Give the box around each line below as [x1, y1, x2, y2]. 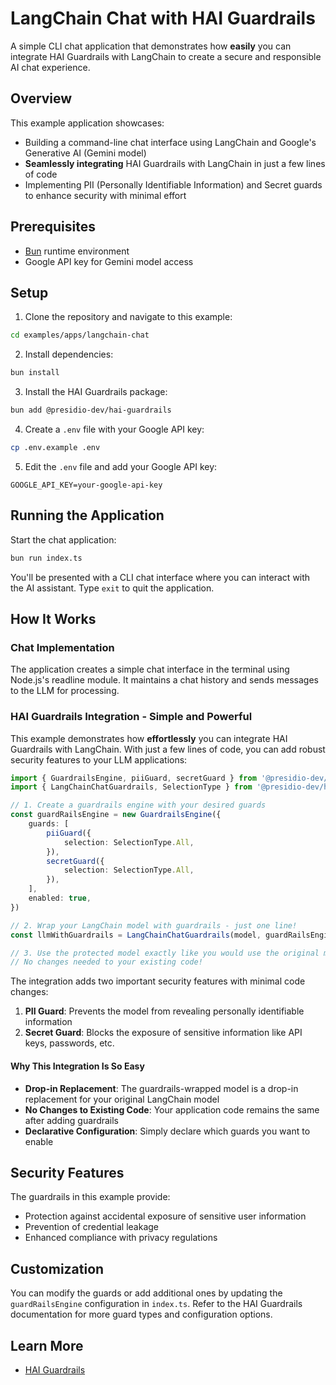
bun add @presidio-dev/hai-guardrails [10, 405, 172, 416]
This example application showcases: [10, 117, 165, 129]
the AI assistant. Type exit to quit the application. [10, 582, 215, 594]
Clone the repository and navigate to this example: [24, 311, 233, 323]
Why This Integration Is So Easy [10, 1060, 145, 1072]
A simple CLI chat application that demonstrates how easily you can [10, 40, 292, 52]
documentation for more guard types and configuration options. [10, 1308, 273, 1321]
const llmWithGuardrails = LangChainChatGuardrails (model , [10, 930, 262, 940]
